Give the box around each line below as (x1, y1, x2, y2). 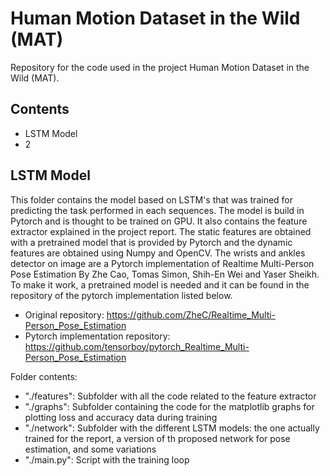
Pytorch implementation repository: (24, 330, 171, 342)
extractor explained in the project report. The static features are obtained (10, 225, 312, 237)
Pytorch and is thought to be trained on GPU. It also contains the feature (10, 215, 308, 227)
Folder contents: (10, 370, 78, 382)
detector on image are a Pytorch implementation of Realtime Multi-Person (10, 257, 315, 269)
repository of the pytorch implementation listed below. (10, 289, 233, 301)
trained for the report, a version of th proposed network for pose (24, 432, 291, 444)
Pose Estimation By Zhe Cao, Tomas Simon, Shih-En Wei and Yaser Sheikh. (10, 268, 320, 280)
